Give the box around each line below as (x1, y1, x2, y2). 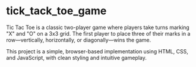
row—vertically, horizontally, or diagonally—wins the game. (6, 36, 151, 43)
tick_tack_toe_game (6, 4, 107, 18)
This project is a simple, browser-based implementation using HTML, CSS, (6, 47, 188, 55)
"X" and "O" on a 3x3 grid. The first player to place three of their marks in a (6, 30, 191, 37)
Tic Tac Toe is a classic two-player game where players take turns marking (6, 24, 190, 31)
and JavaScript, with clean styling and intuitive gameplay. (6, 54, 147, 61)
